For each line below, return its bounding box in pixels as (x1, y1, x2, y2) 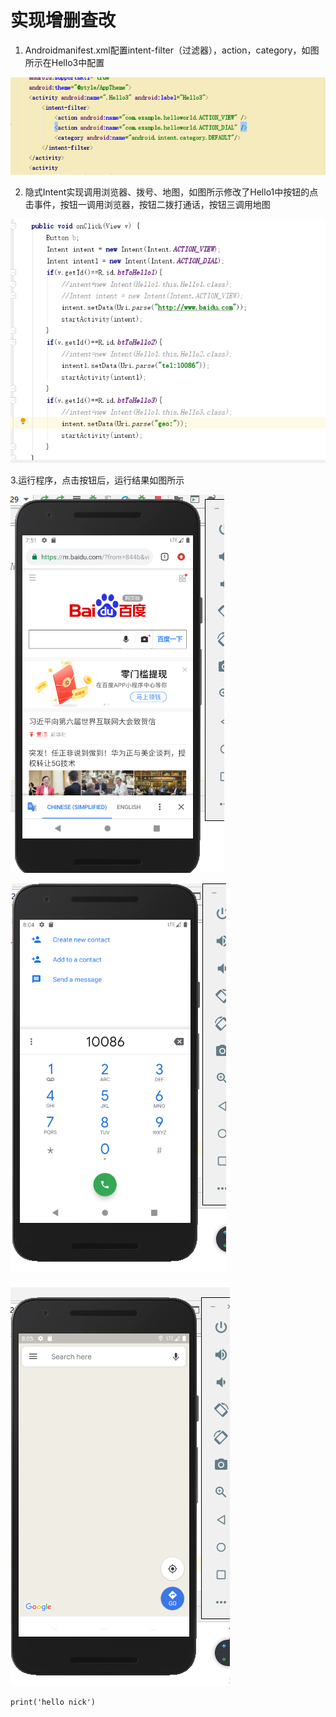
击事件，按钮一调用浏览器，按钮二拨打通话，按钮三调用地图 (24, 198, 271, 210)
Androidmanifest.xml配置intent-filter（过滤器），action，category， (24, 44, 302, 56)
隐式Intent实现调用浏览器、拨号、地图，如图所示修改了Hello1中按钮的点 (24, 186, 319, 198)
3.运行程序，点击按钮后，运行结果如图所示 (10, 474, 185, 486)
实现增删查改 (10, 9, 117, 32)
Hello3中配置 (51, 56, 105, 68)
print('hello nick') (10, 1697, 97, 1707)
